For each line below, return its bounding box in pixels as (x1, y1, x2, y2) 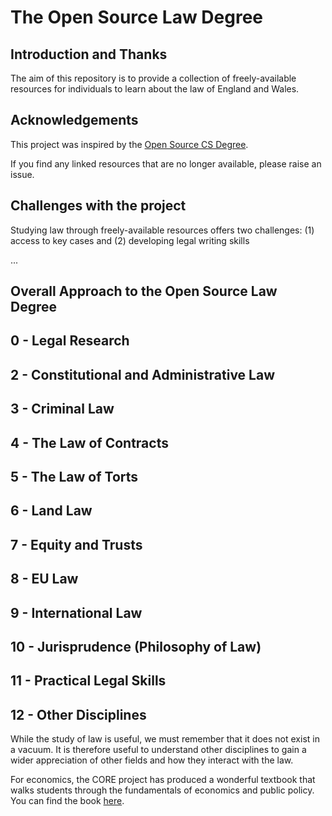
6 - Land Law (10, 502, 93, 520)
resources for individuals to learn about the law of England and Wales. (10, 83, 300, 95)
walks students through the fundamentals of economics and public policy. (10, 784, 315, 796)
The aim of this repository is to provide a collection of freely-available (10, 72, 297, 84)
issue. (10, 168, 35, 180)
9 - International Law (10, 604, 143, 621)
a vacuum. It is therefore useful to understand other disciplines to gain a (10, 744, 307, 756)
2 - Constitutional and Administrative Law (10, 366, 276, 383)
